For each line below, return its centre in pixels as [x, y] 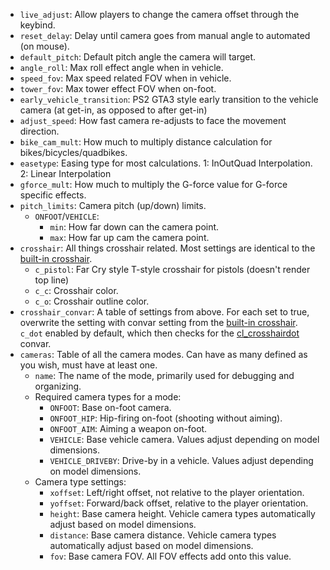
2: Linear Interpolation [65, 173]
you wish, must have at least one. [88, 365]
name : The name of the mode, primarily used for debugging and [164, 375]
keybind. [37, 25]
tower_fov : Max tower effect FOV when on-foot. [118, 88]
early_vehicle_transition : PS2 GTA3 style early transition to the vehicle [169, 99]
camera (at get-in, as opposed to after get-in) [113, 110]
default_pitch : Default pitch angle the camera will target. [138, 57]
